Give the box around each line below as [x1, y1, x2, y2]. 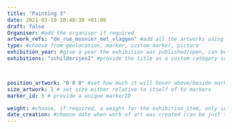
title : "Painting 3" [7, 10, 67, 17]
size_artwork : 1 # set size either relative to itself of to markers [7, 86, 212, 93]
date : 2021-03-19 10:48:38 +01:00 [7, 17, 107, 23]
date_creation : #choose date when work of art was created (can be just [7, 111, 221, 118]
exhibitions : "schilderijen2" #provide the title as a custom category [7, 55, 217, 62]
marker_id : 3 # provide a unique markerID [7, 92, 131, 99]
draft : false [7, 23, 45, 30]
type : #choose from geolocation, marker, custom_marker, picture [7, 42, 199, 49]
